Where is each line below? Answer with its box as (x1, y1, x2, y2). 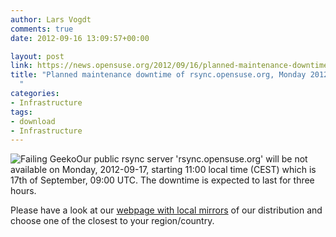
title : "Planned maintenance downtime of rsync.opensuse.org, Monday (10, 70, 307, 80)
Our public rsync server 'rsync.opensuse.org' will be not (76, 153, 308, 165)
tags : (10, 107, 33, 117)
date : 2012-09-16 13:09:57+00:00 (10, 33, 150, 43)
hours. (10, 185, 37, 197)
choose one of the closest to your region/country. (10, 215, 215, 227)
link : (10, 61, 33, 71)
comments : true (10, 24, 74, 34)
